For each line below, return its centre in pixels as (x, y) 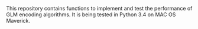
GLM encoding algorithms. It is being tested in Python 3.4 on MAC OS (91, 14)
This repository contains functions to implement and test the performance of (99, 8)
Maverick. (18, 21)
